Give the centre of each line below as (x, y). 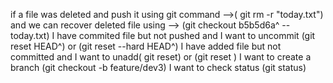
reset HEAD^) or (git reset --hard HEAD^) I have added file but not (146, 46)
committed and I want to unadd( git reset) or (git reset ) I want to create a (161, 57)
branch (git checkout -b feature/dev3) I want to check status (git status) (158, 67)
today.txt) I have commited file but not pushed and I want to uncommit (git (163, 35)
